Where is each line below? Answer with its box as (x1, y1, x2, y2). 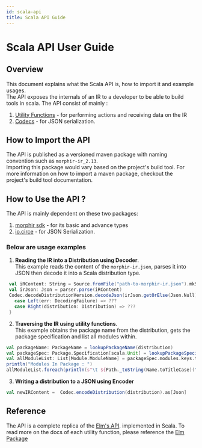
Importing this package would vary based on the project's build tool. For (6, 164, 185, 171)
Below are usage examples (6, 243, 86, 252)
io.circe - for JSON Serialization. (14, 228, 95, 235)
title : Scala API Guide (6, 14, 66, 20)
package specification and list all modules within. (14, 332, 137, 340)
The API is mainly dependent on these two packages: (6, 210, 138, 217)
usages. (6, 87, 26, 94)
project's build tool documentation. (6, 176, 93, 184)
